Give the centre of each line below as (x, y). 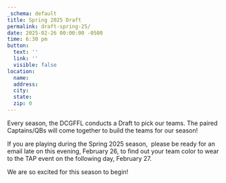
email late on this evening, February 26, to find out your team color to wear (113, 151)
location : (21, 71)
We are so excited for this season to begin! (68, 172)
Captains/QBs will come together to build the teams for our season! (103, 130)
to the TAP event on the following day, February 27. (80, 158)
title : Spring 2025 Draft (44, 20)
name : (21, 78)
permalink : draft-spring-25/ (49, 26)
